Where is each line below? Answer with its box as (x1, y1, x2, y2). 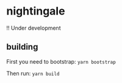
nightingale (6, 4, 65, 18)
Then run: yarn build (6, 70, 60, 77)
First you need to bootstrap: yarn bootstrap (6, 58, 116, 65)
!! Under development (6, 24, 61, 32)
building (6, 42, 38, 52)
